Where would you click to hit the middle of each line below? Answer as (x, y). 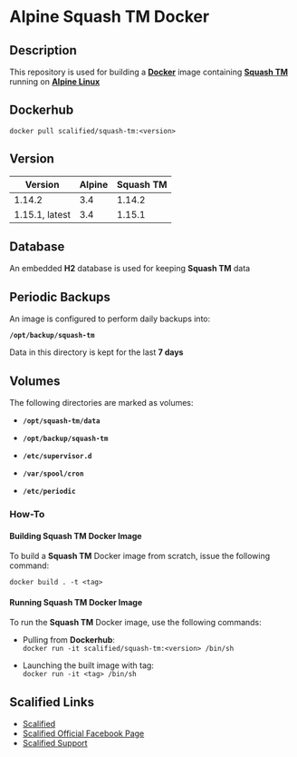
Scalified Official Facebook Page (83, 733)
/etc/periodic (49, 492)
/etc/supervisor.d (57, 457)
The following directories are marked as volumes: (101, 403)
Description (43, 50)
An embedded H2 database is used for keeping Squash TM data (130, 269)
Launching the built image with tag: (88, 665)
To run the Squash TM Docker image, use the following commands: (136, 623)
